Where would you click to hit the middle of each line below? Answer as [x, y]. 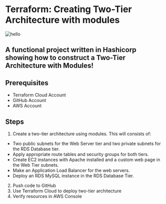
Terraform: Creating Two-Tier [69, 9]
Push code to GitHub [34, 185]
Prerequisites [27, 83]
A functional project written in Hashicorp [71, 50]
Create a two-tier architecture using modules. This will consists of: [82, 134]
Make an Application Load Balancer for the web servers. [71, 170]
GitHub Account [29, 100]
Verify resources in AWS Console [47, 196]
